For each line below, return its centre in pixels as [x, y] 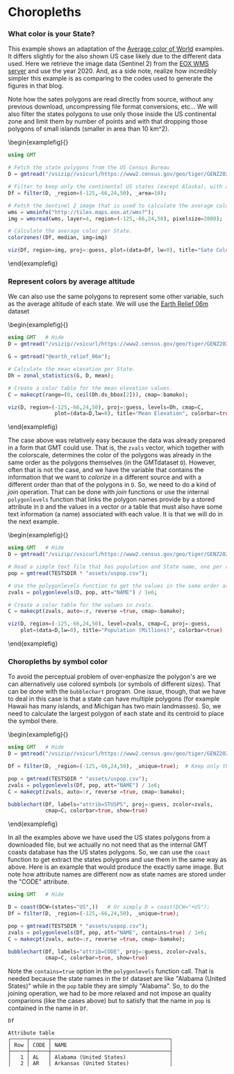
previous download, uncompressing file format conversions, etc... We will [113, 107]
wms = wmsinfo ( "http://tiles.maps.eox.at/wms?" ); [81, 212]
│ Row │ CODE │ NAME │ [90, 1045]
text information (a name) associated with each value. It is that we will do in [115, 514]
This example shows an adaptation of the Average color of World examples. [116, 49]
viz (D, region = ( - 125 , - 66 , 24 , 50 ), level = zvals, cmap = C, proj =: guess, [109, 624]
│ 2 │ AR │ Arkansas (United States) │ [90, 1064]
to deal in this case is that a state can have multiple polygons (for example [114, 699]
